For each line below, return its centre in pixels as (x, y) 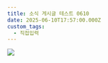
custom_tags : (26, 26)
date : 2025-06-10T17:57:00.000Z (54, 20)
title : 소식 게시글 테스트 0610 (48, 13)
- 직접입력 (26, 33)
